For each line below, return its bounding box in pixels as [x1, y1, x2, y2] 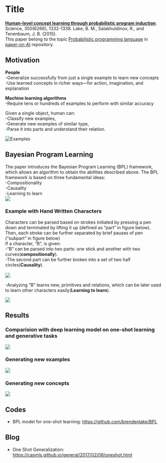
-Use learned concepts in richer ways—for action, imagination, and [5, 80, 143, 86]
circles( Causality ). [5, 262, 44, 268]
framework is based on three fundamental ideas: [5, 174, 105, 180]
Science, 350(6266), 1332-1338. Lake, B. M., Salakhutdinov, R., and [5, 25, 144, 31]
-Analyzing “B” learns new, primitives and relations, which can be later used [5, 282, 161, 288]
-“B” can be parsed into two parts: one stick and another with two [5, 246, 140, 252]
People [5, 69, 20, 75]
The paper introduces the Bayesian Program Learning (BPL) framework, [5, 164, 153, 170]
